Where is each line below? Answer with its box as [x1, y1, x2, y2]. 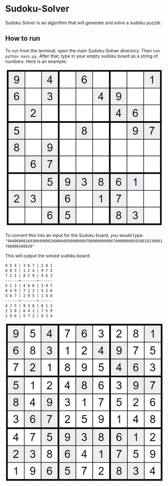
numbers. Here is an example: [5, 58, 67, 64]
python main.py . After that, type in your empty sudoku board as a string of [5, 53, 158, 59]
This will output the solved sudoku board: [5, 253, 91, 259]
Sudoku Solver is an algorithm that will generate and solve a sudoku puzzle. [5, 20, 162, 26]
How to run [5, 34, 41, 43]
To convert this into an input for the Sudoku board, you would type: [5, 232, 144, 238]
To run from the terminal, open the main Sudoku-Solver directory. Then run [5, 47, 160, 53]
